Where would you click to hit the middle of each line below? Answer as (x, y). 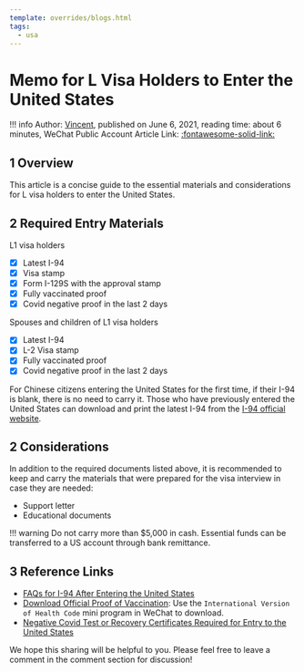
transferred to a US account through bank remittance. (110, 543)
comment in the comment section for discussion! (101, 660)
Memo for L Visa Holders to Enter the (152, 80)
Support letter (49, 506)
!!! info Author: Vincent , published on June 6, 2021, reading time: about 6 (146, 125)
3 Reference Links (62, 571)
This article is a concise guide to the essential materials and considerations (150, 185)
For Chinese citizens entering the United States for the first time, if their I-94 (152, 389)
